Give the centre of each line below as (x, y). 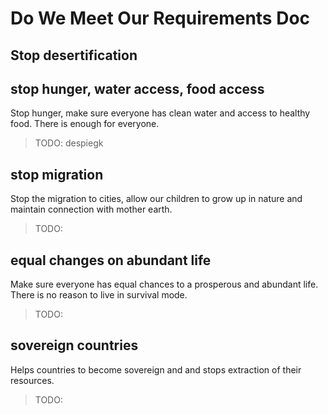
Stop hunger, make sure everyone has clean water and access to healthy (160, 113)
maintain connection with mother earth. (91, 209)
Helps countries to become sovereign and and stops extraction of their (156, 369)
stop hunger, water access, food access (137, 88)
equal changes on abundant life (111, 260)
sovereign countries (74, 345)
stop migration (57, 174)
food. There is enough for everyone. (85, 124)
